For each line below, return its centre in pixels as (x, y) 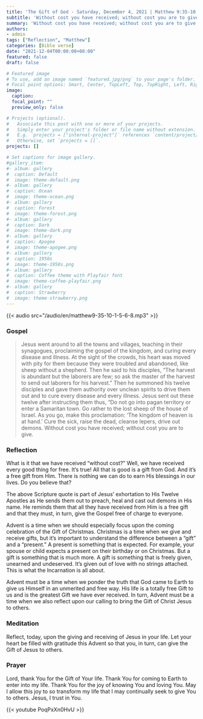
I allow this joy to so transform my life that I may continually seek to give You (101, 691)
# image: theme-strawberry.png (47, 298)
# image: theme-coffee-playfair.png (54, 281)
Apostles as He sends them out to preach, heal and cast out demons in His (99, 501)
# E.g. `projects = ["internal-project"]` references (78, 135)
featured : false (27, 57)
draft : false (23, 62)
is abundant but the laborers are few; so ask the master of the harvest (108, 376)
